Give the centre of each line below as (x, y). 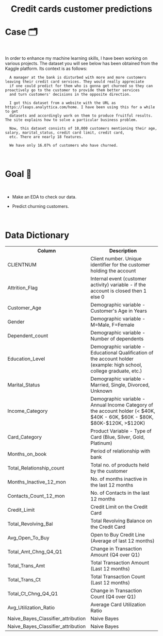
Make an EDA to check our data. (44, 197)
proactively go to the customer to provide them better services (72, 90)
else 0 (98, 297)
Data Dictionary (37, 235)
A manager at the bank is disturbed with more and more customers (78, 78)
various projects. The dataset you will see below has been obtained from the (81, 64)
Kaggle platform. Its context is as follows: (46, 68)
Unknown (101, 391)
